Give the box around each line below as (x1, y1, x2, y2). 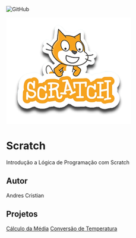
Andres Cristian (6, 192, 45, 199)
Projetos (6, 209, 38, 220)
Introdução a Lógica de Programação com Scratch (6, 158, 129, 166)
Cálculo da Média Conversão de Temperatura (6, 225, 118, 232)
